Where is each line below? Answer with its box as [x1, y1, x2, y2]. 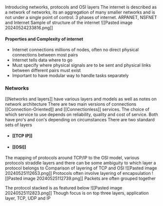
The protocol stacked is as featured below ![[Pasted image [5, 185, 123, 191]
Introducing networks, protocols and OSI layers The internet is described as [5, 4, 157, 10]
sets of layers [5, 122, 33, 128]
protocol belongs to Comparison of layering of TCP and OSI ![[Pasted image [5, 165, 157, 171]
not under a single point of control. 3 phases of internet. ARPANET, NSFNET [5, 15, 157, 20]
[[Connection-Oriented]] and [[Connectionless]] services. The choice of [5, 106, 150, 112]
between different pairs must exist [12, 68, 81, 74]
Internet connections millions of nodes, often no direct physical [12, 47, 139, 53]
